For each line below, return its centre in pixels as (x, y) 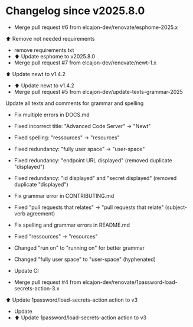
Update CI (26, 270)
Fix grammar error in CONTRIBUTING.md (64, 195)
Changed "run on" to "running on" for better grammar (79, 248)
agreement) (41, 213)
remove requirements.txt (44, 50)
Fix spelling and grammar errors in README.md (72, 225)
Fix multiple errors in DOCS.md (52, 115)
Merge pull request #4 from (48, 282)
